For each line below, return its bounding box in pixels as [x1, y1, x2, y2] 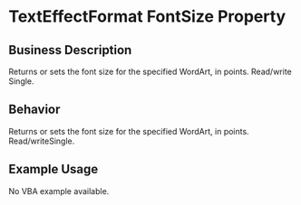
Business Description [8, 42, 132, 58]
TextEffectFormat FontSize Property [8, 6, 286, 27]
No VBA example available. [8, 185, 110, 196]
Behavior [8, 102, 61, 117]
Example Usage [8, 162, 99, 177]
